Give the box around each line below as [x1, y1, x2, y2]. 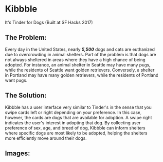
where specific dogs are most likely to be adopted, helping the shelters [5, 130, 147, 136]
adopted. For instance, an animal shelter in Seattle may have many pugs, [5, 62, 151, 67]
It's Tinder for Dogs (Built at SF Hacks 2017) [5, 19, 93, 25]
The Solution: [5, 91, 47, 100]
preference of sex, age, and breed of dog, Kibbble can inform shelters [5, 125, 145, 130]
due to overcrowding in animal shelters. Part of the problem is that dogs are [5, 51, 157, 57]
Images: [5, 149, 30, 157]
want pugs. [5, 77, 28, 83]
